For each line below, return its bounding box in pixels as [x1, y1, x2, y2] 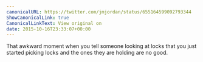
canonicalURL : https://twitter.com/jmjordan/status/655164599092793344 [6, 9, 191, 15]
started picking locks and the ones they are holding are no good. [6, 49, 168, 57]
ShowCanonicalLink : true [6, 15, 69, 21]
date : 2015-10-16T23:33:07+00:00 [6, 26, 91, 32]
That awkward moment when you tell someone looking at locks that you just [6, 43, 197, 50]
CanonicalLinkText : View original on [6, 20, 102, 26]
